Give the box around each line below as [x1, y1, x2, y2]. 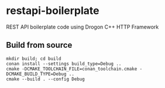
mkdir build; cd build [6, 55, 61, 62]
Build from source [6, 40, 73, 50]
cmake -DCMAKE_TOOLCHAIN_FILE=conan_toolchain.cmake [6, 66, 137, 72]
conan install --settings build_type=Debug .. [6, 61, 122, 66]
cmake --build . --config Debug [6, 76, 85, 82]
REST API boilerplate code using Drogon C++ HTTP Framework [6, 23, 159, 30]
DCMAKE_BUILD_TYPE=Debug [6, 71, 67, 77]
